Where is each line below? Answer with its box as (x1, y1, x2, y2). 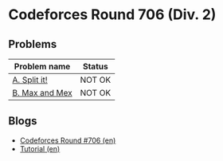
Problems (8, 37, 57, 51)
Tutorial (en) (19, 143, 61, 153)
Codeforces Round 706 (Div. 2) (8, 6, 217, 24)
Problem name (14, 61, 71, 72)
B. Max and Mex (12, 88, 73, 98)
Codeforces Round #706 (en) (19, 135, 116, 145)
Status (82, 61, 109, 72)
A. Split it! (12, 74, 48, 85)
